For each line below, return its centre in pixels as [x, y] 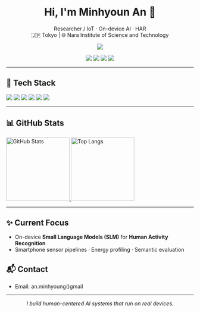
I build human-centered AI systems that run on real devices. [100, 303]
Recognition [30, 243]
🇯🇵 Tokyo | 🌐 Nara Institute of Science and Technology [100, 35]
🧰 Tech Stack [31, 83]
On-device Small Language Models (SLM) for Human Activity [91, 237]
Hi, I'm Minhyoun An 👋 [100, 12]
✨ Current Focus [37, 223]
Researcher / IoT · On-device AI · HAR [100, 29]
